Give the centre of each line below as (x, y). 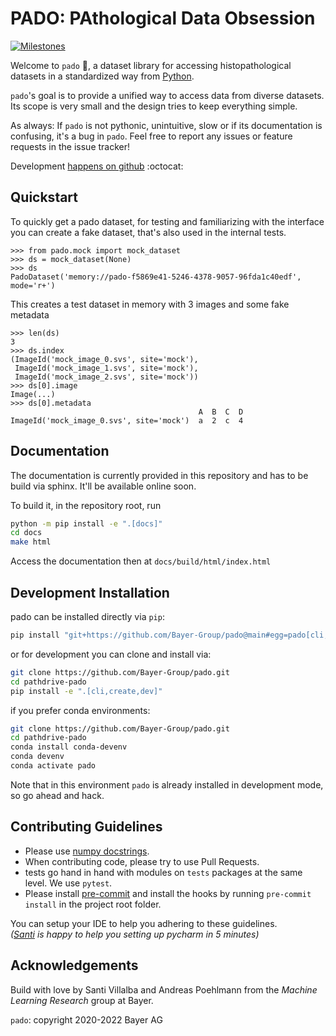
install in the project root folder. (93, 904)
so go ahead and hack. (57, 795)
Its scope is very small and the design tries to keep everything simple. (154, 106)
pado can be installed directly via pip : (87, 616)
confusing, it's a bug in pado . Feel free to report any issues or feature (151, 136)
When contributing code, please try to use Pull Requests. (142, 861)
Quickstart (44, 197)
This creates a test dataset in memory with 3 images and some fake (150, 304)
